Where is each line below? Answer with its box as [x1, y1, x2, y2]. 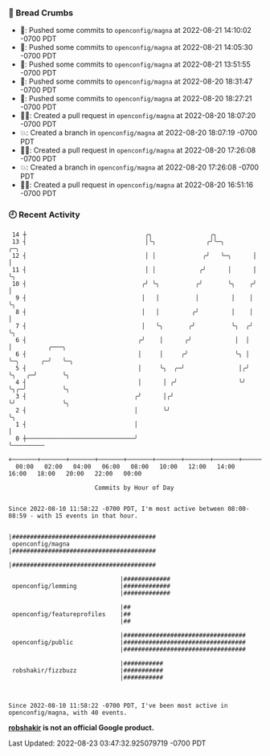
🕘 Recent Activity [8, 209, 80, 220]
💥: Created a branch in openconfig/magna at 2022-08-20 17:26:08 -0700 [19, 162, 260, 172]
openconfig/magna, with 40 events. [8, 709, 128, 717]
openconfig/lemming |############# [11, 582, 171, 590]
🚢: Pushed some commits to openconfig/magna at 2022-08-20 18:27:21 [19, 94, 252, 104]
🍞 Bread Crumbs [8, 7, 74, 18]
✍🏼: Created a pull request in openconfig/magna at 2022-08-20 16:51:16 [19, 180, 254, 190]
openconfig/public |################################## [11, 638, 247, 646]
